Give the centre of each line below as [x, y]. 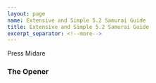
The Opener [28, 72]
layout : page [26, 14]
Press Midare [26, 53]
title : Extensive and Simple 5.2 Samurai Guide [78, 27]
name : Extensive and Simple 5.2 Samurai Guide [77, 20]
